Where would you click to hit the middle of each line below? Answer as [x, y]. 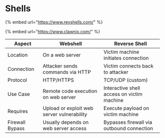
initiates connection [126, 58]
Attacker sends [60, 66]
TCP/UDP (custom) [126, 80]
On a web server [62, 55]
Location [18, 55]
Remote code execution [70, 91]
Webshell [71, 44]
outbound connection [128, 128]
